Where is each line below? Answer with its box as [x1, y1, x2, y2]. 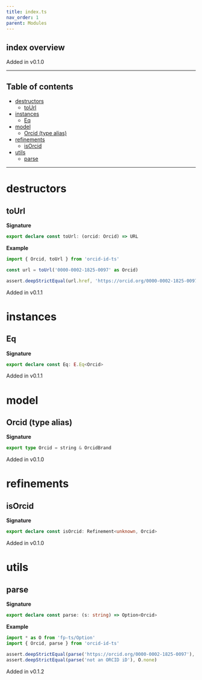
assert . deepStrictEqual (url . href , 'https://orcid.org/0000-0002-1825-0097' [6, 278, 200, 284]
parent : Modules [6, 20, 47, 26]
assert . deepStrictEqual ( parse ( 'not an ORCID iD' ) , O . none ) [6, 656, 158, 663]
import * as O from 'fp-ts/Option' [6, 635, 96, 641]
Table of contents [6, 81, 73, 92]
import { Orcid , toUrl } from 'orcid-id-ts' [6, 256, 120, 262]
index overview [6, 42, 65, 52]
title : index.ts [6, 8, 47, 15]
